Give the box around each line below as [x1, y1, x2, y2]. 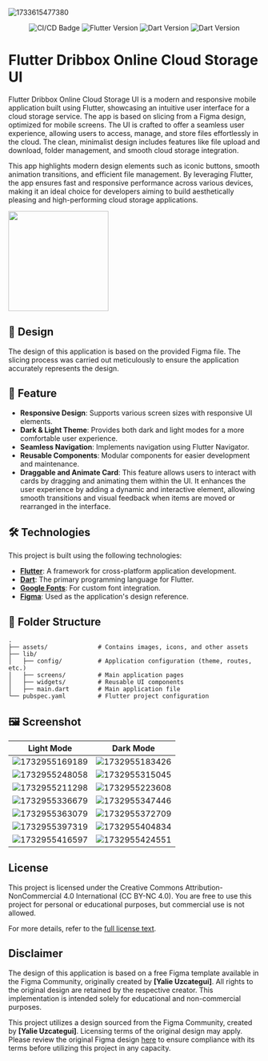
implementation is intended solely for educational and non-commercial [8, 993, 242, 1003]
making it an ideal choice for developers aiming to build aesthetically [8, 186, 234, 196]
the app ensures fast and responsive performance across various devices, [8, 178, 254, 187]
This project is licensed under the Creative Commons [8, 883, 184, 892]
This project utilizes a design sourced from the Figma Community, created [8, 1017, 253, 1027]
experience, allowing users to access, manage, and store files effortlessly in [8, 128, 258, 138]
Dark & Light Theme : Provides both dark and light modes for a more [19, 425, 245, 434]
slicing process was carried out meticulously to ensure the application [8, 354, 239, 364]
